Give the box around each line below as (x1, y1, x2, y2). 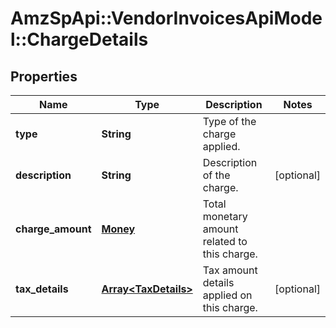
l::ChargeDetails (10, 28, 149, 51)
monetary (202, 210, 248, 223)
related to (202, 235, 248, 248)
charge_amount (15, 222, 92, 236)
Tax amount (202, 263, 258, 277)
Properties (10, 68, 78, 85)
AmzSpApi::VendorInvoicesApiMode (10, 7, 323, 30)
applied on (202, 288, 253, 302)
